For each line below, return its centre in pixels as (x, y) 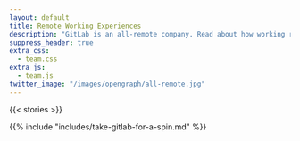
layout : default (39, 17)
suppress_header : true (51, 42)
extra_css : (29, 51)
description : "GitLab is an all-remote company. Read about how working (147, 34)
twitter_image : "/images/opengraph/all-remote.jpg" (107, 84)
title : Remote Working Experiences (75, 26)
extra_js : (28, 68)
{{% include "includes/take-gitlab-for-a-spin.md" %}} (108, 127)
